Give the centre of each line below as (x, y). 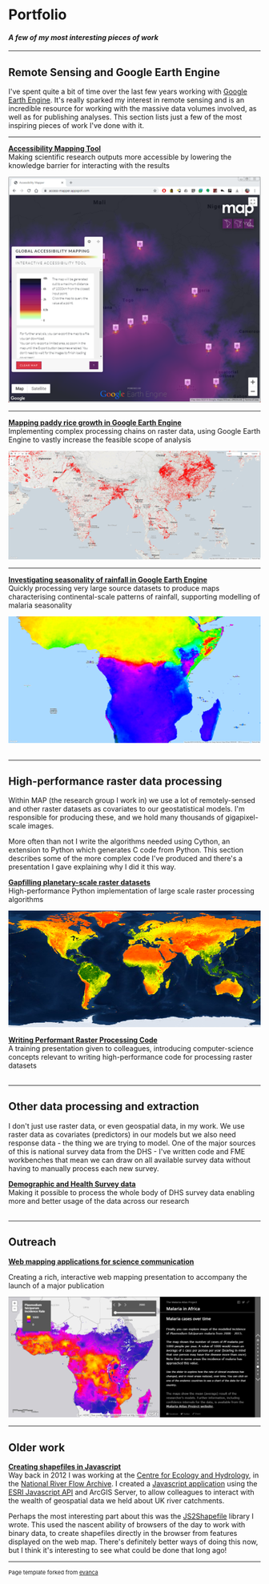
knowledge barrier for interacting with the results (89, 166)
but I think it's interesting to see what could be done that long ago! (118, 1550)
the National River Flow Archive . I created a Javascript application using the (133, 1484)
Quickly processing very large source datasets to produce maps (114, 588)
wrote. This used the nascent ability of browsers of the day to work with (127, 1525)
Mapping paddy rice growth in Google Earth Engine (95, 423)
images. (41, 826)
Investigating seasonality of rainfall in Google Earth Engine (108, 580)
